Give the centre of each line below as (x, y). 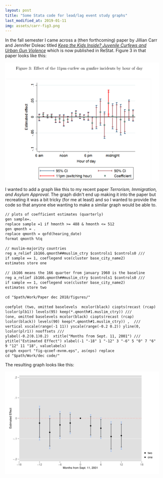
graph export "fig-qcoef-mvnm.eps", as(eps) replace (60, 351)
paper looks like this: (26, 56)
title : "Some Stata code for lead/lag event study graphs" (66, 15)
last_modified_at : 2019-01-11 (36, 20)
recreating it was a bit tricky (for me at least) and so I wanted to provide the (81, 200)
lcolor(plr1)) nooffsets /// (35, 331)
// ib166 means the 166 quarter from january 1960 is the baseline (75, 273)
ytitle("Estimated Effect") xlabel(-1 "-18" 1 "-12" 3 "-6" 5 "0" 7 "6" (81, 341)
